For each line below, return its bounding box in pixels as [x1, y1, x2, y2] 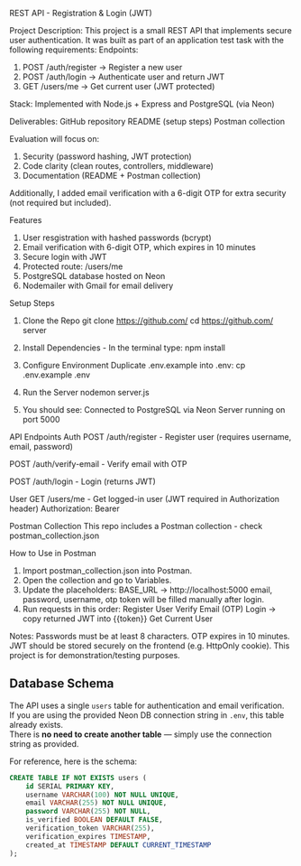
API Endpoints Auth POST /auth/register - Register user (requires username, [9, 432, 292, 442]
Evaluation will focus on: [9, 134, 100, 144]
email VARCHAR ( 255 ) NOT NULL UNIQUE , [25, 798, 168, 807]
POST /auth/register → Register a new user [22, 62, 183, 72]
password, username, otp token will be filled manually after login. [22, 594, 265, 604]
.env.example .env [22, 369, 91, 380]
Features [9, 215, 42, 225]
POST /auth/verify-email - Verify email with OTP [9, 459, 187, 469]
